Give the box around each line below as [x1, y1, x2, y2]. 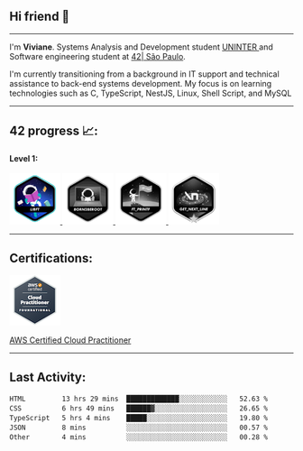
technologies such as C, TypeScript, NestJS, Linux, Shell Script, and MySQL [9, 87, 292, 98]
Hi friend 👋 [9, 9, 70, 24]
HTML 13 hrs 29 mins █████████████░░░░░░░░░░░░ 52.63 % [9, 394, 269, 404]
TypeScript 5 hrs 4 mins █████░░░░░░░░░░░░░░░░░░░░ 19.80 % [9, 413, 269, 422]
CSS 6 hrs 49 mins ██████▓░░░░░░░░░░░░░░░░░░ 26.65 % [9, 403, 269, 413]
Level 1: [9, 152, 39, 163]
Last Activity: [9, 369, 87, 384]
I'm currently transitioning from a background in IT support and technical [9, 69, 280, 79]
